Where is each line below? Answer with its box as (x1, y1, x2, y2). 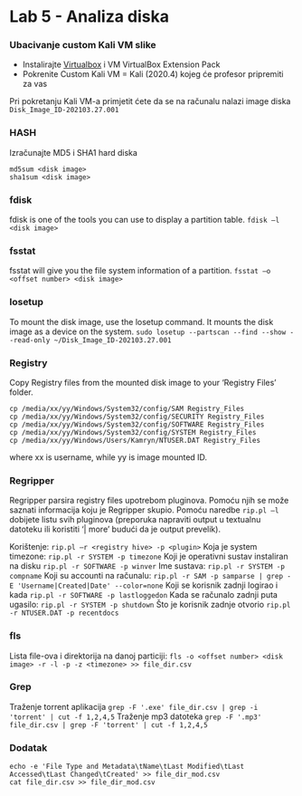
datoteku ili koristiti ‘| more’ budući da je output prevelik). (9, 523, 222, 535)
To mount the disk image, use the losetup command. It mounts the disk (9, 316, 274, 327)
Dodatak (9, 741, 48, 753)
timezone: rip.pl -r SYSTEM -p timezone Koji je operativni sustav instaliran (9, 551, 288, 562)
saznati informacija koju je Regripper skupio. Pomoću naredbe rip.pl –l (9, 504, 279, 515)
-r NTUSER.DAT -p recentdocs (9, 609, 119, 618)
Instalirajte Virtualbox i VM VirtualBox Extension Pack (22, 59, 221, 70)
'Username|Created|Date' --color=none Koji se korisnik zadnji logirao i (17, 580, 278, 590)
